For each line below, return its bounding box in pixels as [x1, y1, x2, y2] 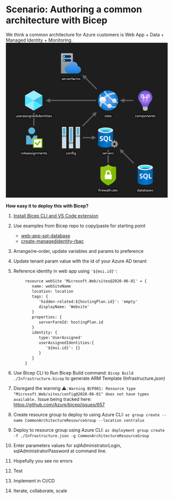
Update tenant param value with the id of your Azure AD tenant [13, 258, 147, 264]
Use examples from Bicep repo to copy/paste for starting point [13, 223, 146, 229]
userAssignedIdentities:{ [39, 340, 94, 345]
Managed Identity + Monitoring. [6, 37, 73, 43]
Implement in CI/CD [13, 477, 55, 484]
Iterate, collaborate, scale [13, 487, 67, 494]
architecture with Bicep [6, 14, 108, 26]
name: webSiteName [32, 284, 71, 289]
